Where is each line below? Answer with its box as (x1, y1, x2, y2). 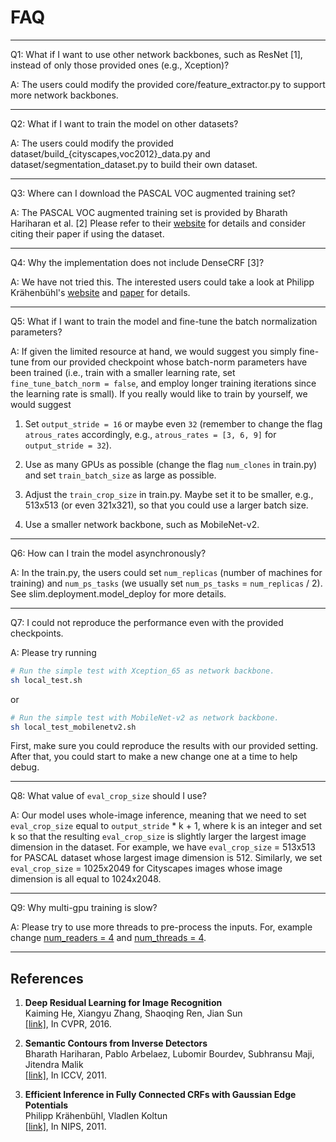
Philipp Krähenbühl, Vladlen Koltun (24, 1110, 168, 1122)
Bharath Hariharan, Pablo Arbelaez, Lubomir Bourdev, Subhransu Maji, (24, 1048, 315, 1060)
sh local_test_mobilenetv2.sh (10, 722, 137, 732)
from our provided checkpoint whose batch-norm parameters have (31, 356, 308, 368)
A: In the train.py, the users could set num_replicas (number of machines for (10, 566, 323, 578)
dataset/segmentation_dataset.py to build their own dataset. (10, 158, 258, 170)
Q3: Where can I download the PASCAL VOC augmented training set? (10, 187, 296, 199)
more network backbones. (10, 89, 119, 101)
